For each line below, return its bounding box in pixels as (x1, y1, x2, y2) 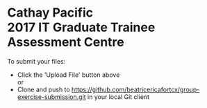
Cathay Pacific (7, 5, 94, 21)
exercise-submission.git (17, 92, 86, 101)
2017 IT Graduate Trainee (7, 19, 156, 35)
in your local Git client (87, 92, 150, 101)
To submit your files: (7, 57, 66, 65)
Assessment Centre (7, 35, 125, 50)
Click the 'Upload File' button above (17, 71, 120, 79)
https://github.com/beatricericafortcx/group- (72, 85, 200, 93)
